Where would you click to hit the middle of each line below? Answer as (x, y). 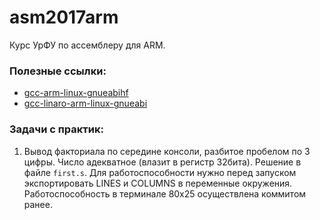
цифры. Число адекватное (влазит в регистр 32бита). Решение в (162, 162)
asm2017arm (64, 17)
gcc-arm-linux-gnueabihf (76, 93)
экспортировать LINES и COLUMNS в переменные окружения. (158, 183)
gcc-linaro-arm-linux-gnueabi (85, 103)
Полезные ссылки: (58, 71)
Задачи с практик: (56, 129)
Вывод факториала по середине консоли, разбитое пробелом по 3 (167, 151)
